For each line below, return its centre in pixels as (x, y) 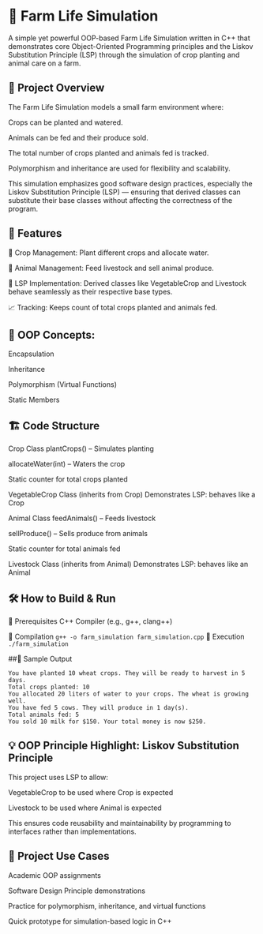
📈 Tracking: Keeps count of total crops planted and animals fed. (113, 307)
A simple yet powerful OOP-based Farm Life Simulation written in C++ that (129, 38)
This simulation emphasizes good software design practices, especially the (130, 183)
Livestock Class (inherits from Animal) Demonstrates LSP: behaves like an (128, 565)
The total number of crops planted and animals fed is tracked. (109, 152)
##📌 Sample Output (40, 659)
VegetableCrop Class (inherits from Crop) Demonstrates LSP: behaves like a (132, 495)
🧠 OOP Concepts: (52, 335)
